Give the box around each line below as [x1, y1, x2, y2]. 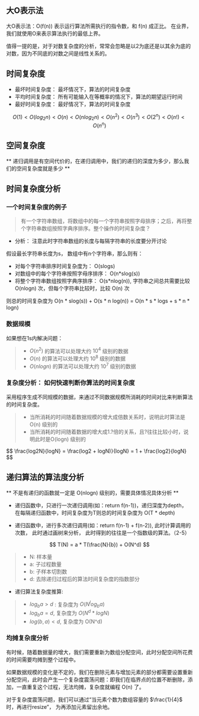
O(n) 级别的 [29, 421, 58, 428]
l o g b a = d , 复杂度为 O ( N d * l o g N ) [29, 608, 110, 618]
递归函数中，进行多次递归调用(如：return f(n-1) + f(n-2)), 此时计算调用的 [14, 521, 191, 528]
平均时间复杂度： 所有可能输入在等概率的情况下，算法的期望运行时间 [14, 93, 182, 100]
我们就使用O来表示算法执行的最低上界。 [6, 30, 104, 37]
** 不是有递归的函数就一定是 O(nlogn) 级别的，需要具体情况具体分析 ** [6, 489, 179, 496]
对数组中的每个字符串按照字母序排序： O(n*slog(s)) [14, 270, 140, 277]
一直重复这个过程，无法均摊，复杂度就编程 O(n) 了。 [16, 683, 145, 691]
